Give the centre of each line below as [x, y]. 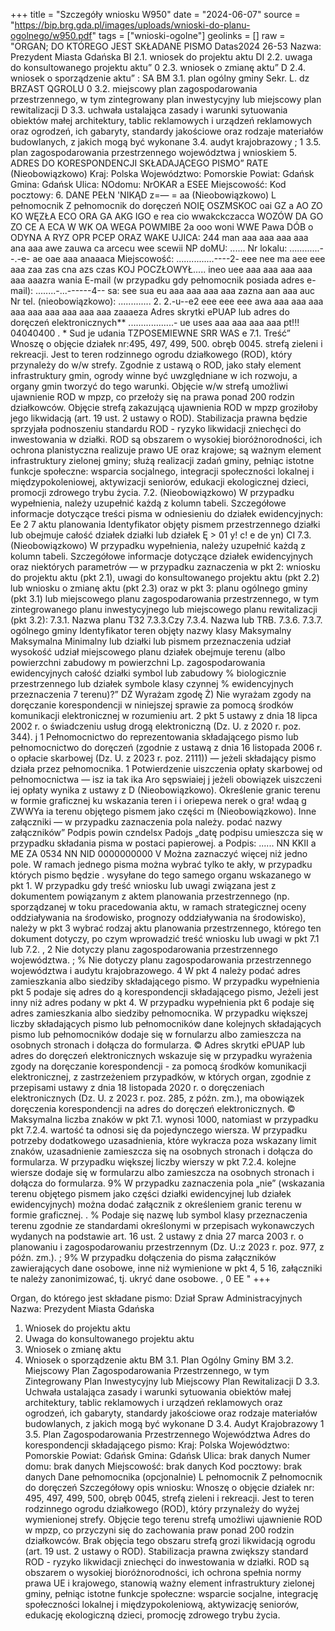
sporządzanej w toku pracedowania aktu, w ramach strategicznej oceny [158, 907]
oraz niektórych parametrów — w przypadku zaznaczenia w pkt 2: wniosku [165, 567]
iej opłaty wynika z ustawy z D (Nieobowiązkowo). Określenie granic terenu [165, 790]
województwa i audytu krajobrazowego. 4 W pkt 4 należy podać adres [155, 970]
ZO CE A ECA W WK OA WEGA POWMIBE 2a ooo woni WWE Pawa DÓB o [162, 227]
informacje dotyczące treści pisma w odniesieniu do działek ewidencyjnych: [167, 513]
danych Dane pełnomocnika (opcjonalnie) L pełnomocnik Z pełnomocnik [173, 1477]
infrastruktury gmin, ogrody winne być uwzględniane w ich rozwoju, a [154, 375]
